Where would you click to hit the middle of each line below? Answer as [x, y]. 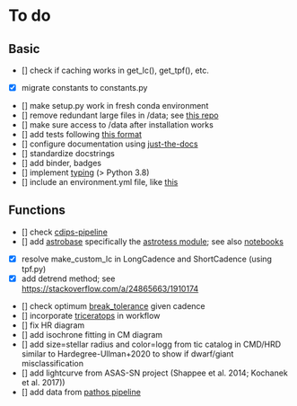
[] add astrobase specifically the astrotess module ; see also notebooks [153, 241]
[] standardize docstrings [68, 154]
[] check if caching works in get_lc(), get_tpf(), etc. [115, 70]
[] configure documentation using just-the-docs [109, 144]
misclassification [52, 363]
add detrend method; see [68, 278]
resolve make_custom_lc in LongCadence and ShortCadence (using [147, 259]
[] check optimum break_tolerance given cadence [113, 306]
